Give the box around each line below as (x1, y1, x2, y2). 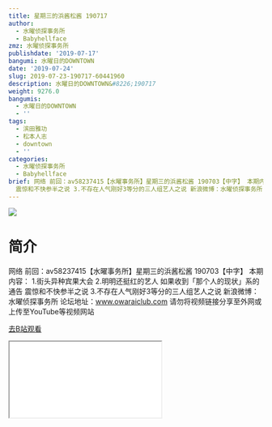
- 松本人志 (15, 132, 48, 140)
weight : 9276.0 (8, 87, 60, 96)
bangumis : (8, 95, 42, 103)
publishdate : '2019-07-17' (8, 49, 100, 58)
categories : (8, 155, 49, 163)
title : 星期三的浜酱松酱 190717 (8, 11, 108, 20)
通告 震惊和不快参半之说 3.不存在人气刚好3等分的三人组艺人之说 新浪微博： (8, 286, 259, 296)
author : (8, 19, 35, 28)
